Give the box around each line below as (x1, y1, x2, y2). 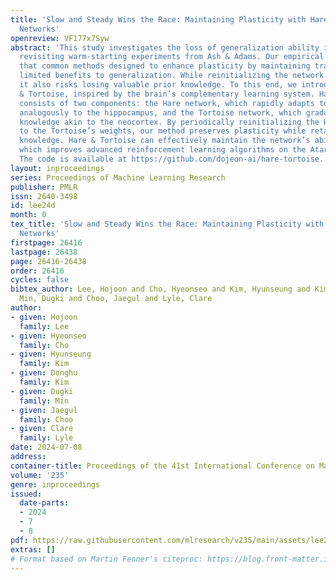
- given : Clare (10, 424, 74, 434)
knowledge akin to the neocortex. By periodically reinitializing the (19, 117, 320, 127)
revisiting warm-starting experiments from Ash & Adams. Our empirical (19, 52, 325, 62)
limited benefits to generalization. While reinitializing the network (19, 71, 325, 81)
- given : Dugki (10, 386, 74, 396)
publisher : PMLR (10, 182, 78, 192)
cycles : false (10, 275, 70, 285)
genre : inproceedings (10, 479, 101, 490)
